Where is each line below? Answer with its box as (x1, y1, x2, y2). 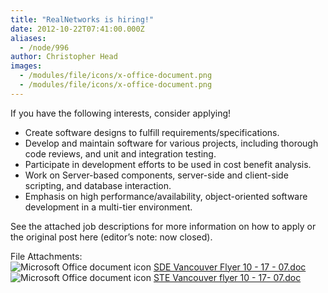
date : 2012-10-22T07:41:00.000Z (10, 24, 145, 34)
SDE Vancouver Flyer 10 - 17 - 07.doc (153, 261, 307, 273)
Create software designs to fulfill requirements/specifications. (24, 126, 280, 138)
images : (10, 61, 43, 71)
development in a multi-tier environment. (24, 201, 193, 213)
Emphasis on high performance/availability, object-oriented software (24, 190, 308, 202)
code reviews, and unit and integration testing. (24, 147, 217, 160)
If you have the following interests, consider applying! (10, 107, 232, 119)
